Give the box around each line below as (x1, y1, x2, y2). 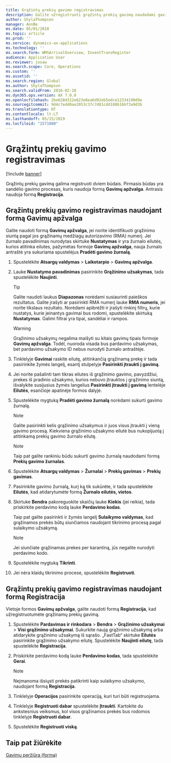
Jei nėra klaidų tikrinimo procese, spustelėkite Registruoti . (13, 570, 136, 576)
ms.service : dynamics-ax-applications (6, 41, 88, 46)
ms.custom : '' (6, 69, 36, 74)
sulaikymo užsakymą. (13, 525, 59, 531)
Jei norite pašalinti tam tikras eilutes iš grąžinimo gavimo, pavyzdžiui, (13, 371, 158, 377)
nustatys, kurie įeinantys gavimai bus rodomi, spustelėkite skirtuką (13, 310, 153, 316)
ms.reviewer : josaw (6, 60, 47, 65)
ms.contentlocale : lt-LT (6, 111, 58, 117)
